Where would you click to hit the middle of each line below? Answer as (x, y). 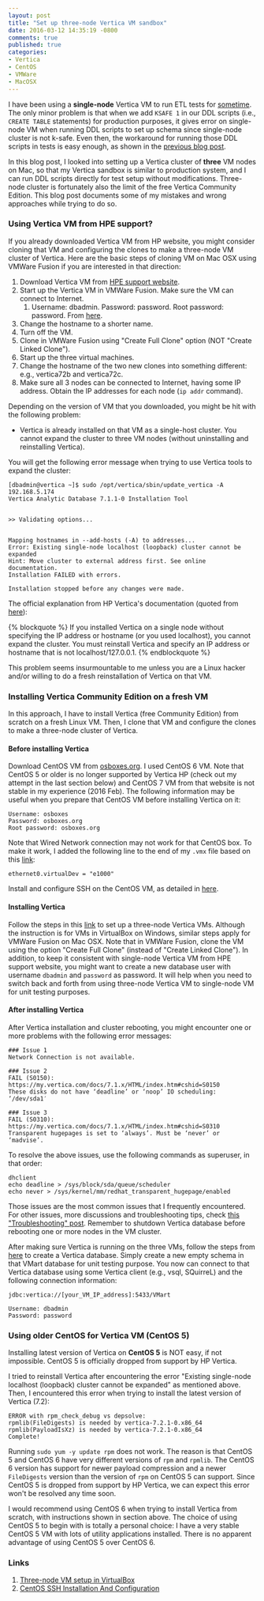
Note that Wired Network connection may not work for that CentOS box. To (130, 843)
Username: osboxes (38, 814)
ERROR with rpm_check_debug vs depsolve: (77, 1416)
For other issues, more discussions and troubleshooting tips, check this (124, 1214)
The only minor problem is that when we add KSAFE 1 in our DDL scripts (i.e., (132, 112)
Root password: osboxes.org (54, 828)
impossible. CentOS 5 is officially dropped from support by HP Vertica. (123, 1361)
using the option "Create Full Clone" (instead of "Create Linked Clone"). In (128, 950)
